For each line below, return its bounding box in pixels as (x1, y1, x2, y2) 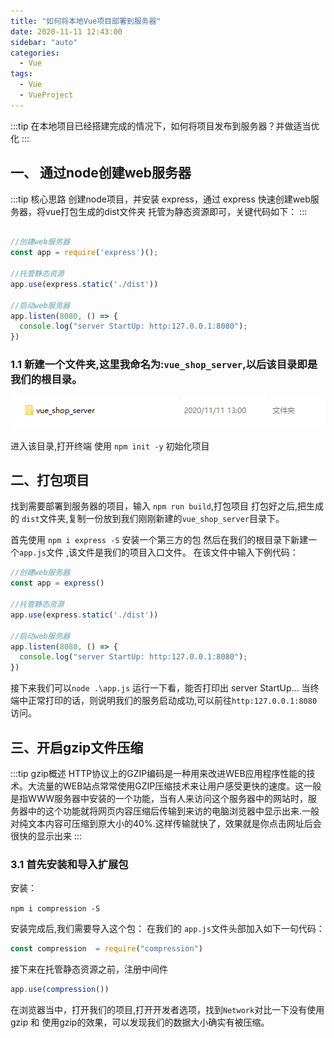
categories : (10, 48, 60, 58)
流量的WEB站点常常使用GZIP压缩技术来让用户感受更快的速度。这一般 (36, 780, 322, 792)
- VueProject (19, 90, 74, 100)
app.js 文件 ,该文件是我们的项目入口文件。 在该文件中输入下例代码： (19, 546, 299, 559)
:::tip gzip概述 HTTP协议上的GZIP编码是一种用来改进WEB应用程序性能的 (10, 768, 307, 780)
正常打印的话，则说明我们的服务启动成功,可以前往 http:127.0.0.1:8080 (27, 695, 318, 707)
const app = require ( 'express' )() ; (10, 248, 159, 258)
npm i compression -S (10, 904, 101, 914)
